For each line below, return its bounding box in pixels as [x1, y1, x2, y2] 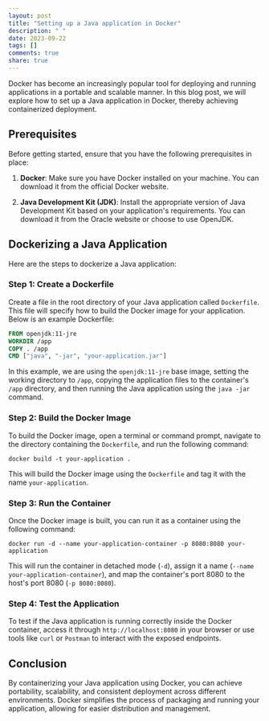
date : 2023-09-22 [8, 34, 67, 43]
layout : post [8, 11, 52, 20]
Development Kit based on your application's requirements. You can [19, 206, 246, 215]
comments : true [8, 49, 59, 57]
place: [8, 158, 30, 167]
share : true [8, 57, 48, 65]
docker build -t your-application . [8, 455, 131, 463]
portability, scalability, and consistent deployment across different [8, 686, 226, 696]
